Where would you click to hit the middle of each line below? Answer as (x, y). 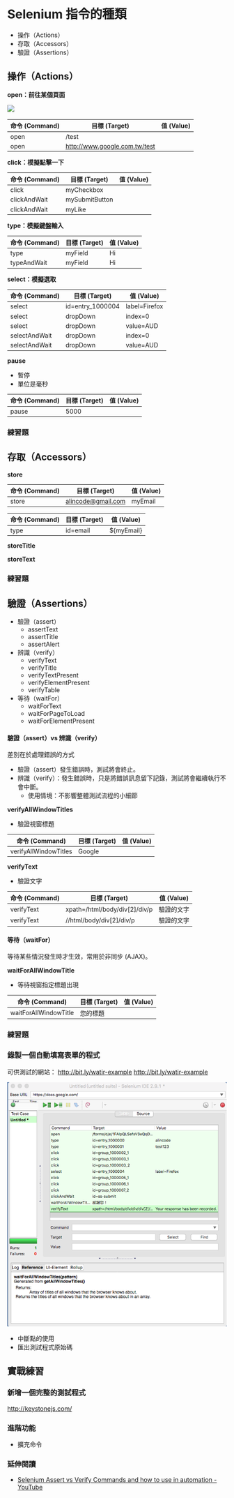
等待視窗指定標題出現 (48, 985)
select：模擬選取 (32, 279)
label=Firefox (145, 306)
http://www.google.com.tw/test (110, 146)
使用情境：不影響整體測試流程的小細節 (83, 795)
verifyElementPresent (59, 682)
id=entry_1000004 (93, 306)
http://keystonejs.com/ (40, 1408)
